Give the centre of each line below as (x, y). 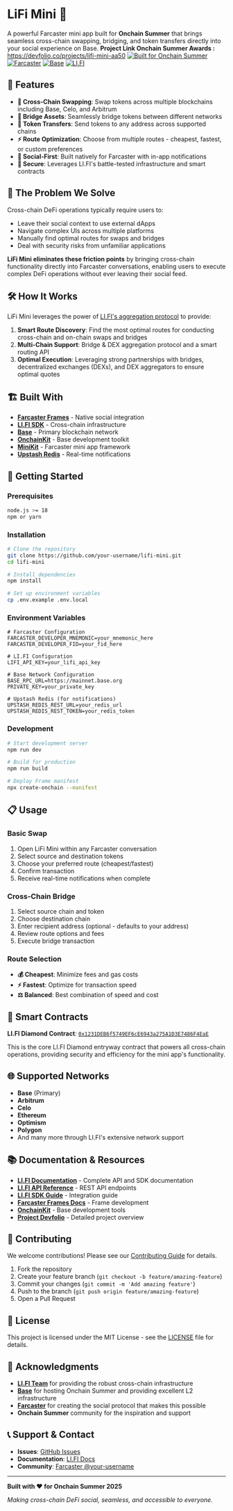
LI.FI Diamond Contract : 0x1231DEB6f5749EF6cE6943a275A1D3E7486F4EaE (108, 1033)
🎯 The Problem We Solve (61, 193)
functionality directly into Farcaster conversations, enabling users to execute (116, 266)
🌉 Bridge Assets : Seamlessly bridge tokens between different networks (120, 116)
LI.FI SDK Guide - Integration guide (67, 1195)
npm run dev (24, 750)
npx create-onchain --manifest (52, 788)
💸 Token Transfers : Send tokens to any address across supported (112, 124)
